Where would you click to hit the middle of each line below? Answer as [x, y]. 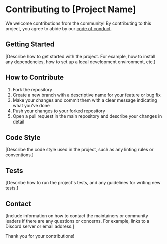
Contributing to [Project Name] [71, 9]
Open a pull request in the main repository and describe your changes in [87, 116]
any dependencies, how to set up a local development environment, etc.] [80, 62]
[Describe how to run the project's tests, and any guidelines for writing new [83, 183]
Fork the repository [32, 89]
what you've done [31, 105]
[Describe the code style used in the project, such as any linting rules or [79, 150]
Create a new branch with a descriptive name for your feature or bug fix [87, 95]
